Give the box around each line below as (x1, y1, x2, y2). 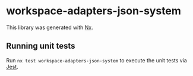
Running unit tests (6, 41, 75, 51)
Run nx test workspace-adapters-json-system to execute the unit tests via (6, 56, 187, 64)
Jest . (6, 63, 19, 70)
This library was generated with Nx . (6, 24, 93, 31)
